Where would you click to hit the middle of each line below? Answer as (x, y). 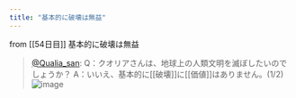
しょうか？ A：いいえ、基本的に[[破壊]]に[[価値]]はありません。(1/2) (157, 74)
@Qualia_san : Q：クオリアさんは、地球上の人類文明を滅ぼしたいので (159, 62)
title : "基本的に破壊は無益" (58, 17)
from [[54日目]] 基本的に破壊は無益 (74, 44)
